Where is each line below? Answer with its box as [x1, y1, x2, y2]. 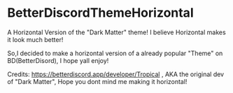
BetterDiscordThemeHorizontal [7, 5, 194, 21]
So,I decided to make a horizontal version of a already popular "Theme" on [7, 49, 223, 57]
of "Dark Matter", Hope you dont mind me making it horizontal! [7, 77, 188, 85]
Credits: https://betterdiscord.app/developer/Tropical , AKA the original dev [7, 70, 225, 78]
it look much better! [7, 35, 64, 43]
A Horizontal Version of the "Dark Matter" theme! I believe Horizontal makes [7, 28, 226, 36]
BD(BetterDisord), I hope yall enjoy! [7, 56, 109, 64]
